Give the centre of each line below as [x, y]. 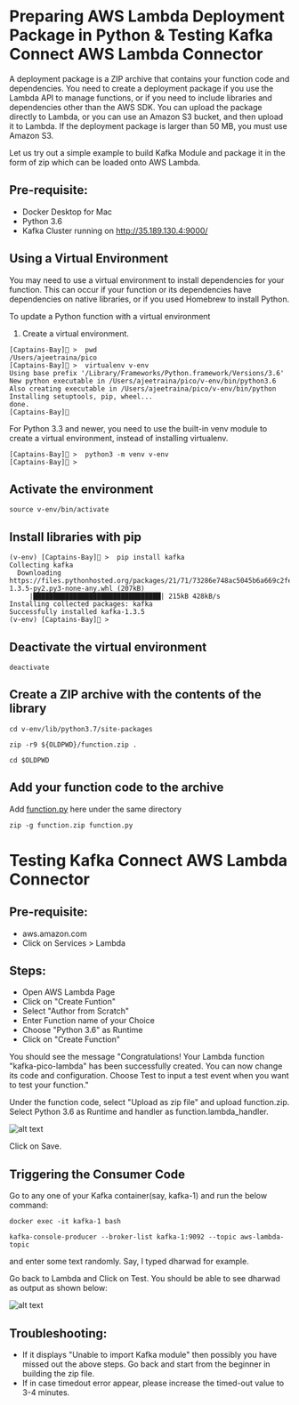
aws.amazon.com [54, 933]
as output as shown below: [59, 1288]
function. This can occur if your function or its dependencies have [130, 289]
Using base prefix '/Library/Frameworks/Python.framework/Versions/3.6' [147, 373]
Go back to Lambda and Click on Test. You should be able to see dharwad [145, 1279]
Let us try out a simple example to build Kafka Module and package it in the [148, 152]
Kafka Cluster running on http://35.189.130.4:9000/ [115, 230]
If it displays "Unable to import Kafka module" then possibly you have [149, 1355]
